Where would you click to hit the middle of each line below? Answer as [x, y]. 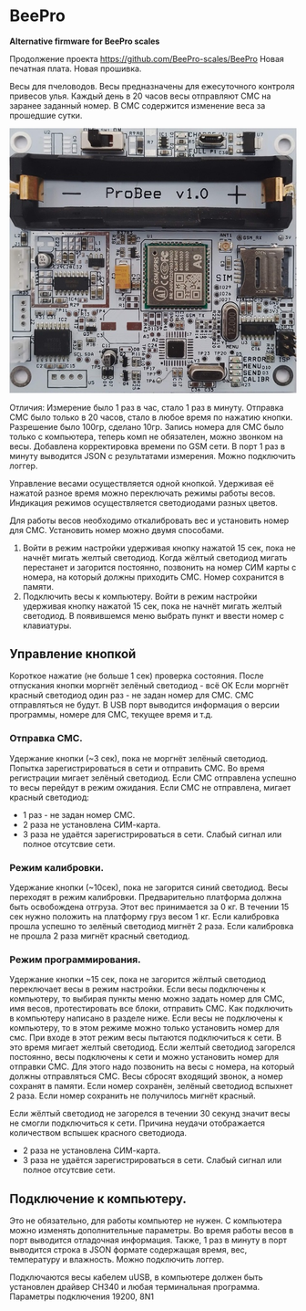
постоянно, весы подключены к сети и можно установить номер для [144, 1057]
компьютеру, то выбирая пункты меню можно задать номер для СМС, [147, 999]
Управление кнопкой [73, 654]
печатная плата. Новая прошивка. [76, 68]
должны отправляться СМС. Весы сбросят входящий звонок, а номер [147, 1076]
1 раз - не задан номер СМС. [79, 814]
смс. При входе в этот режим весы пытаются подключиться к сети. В [146, 1038]
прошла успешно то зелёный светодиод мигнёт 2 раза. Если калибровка [152, 927]
